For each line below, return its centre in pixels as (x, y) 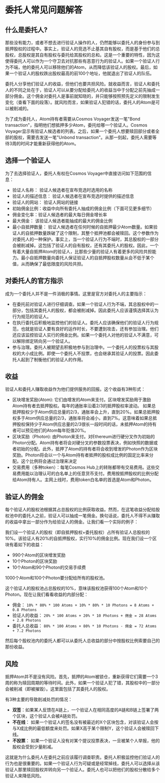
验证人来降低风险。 (25, 776)
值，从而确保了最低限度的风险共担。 (49, 263)
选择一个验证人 (28, 161)
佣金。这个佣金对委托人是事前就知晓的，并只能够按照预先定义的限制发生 (87, 96)
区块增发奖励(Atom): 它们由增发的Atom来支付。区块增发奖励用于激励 (82, 400)
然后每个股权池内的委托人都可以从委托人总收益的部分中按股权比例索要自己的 (82, 641)
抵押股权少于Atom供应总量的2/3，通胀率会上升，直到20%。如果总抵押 (84, 412)
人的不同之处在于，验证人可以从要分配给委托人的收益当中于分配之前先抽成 (80, 90)
